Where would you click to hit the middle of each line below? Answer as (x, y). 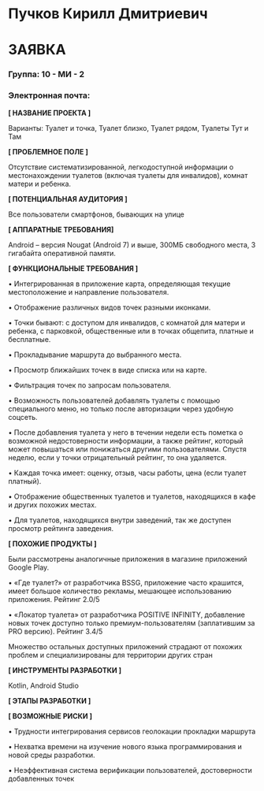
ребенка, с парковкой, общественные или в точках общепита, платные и (131, 331)
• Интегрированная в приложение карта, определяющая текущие (119, 284)
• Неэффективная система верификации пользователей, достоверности (130, 770)
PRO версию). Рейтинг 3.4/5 (56, 631)
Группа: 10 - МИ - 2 (46, 74)
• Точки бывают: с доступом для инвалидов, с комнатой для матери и (127, 322)
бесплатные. (30, 339)
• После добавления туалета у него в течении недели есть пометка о (126, 432)
